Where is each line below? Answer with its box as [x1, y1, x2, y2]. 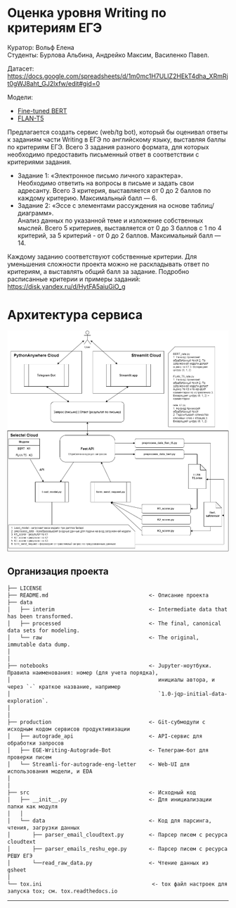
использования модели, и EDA [7, 768, 93, 776]
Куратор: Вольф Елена [7, 43, 75, 51]
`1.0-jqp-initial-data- [157, 690, 228, 698]
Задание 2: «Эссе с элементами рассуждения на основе [17, 201, 190, 209]
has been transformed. [7, 613, 74, 621]
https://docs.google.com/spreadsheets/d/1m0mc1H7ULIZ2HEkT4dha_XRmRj [7, 72, 228, 80]
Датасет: [7, 64, 34, 73]
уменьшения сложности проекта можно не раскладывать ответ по [7, 259, 209, 268]
